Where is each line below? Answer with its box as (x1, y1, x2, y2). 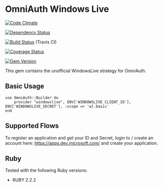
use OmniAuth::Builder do (5, 95, 58, 100)
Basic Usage (5, 82, 44, 91)
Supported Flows (5, 122, 59, 130)
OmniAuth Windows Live (5, 3, 109, 15)
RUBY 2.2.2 (12, 177, 36, 183)
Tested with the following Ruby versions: (5, 167, 88, 174)
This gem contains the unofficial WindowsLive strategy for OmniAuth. (5, 68, 147, 74)
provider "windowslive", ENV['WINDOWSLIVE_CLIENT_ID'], (14, 99, 132, 104)
